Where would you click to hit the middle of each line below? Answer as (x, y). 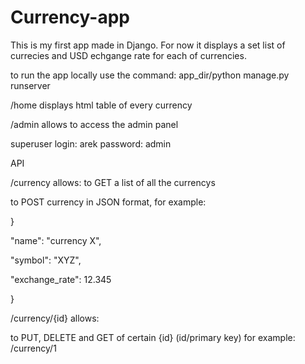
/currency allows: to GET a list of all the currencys (113, 182)
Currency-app (70, 17)
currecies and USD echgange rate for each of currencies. (128, 55)
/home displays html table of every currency (101, 105)
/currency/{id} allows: (55, 318)
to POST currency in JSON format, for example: (108, 202)
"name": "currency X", (56, 240)
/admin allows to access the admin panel (94, 124)
